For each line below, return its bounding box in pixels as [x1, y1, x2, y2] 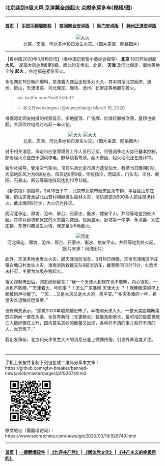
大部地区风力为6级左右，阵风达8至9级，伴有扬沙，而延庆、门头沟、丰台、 [5, 171, 156, 177]
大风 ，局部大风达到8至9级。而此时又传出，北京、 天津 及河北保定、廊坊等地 [5, 62, 160, 68]
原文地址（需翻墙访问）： [5, 427, 55, 433]
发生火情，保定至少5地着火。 [35, 223, 94, 229]
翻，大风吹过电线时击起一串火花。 [5, 121, 74, 127]
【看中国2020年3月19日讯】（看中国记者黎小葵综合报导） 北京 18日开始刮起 [5, 56, 157, 62]
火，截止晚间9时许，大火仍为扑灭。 [5, 200, 77, 206]
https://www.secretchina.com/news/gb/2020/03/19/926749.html [5, 433, 137, 438]
